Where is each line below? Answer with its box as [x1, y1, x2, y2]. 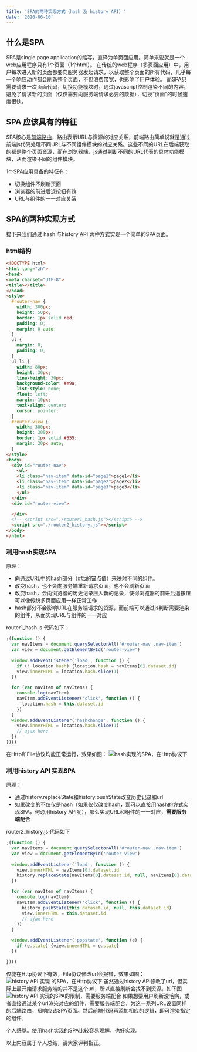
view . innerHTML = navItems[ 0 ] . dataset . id [16, 867, 119, 873]
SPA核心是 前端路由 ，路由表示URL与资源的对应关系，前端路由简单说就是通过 [6, 133, 191, 141]
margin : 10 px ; [16, 397, 51, 403]
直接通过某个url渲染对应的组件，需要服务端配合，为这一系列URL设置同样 [11, 999, 187, 1007]
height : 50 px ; [16, 309, 51, 316]
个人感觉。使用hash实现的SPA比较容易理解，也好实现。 [6, 1027, 141, 1034]
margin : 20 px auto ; [16, 441, 64, 447]
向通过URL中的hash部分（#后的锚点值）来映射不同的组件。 [14, 575, 158, 582]
